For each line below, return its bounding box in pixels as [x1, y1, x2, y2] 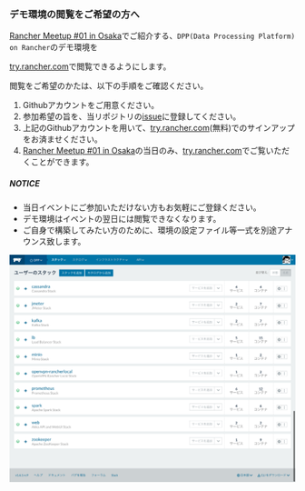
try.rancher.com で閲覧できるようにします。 [9, 61, 172, 72]
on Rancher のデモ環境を [9, 42, 98, 53]
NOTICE [9, 177, 41, 188]
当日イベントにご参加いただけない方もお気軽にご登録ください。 [22, 202, 261, 213]
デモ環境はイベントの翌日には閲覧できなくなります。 [22, 214, 221, 225]
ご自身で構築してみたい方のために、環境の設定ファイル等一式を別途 [22, 225, 277, 235]
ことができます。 [30, 156, 94, 167]
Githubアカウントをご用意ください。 [22, 100, 160, 111]
